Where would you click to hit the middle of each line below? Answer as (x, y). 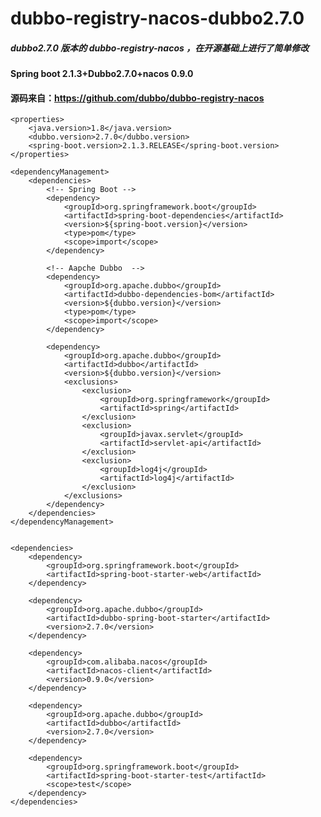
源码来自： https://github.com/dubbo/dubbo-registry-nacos (137, 98)
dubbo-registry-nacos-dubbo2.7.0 (157, 18)
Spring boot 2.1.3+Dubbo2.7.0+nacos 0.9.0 (102, 74)
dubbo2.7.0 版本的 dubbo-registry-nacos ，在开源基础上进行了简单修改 (160, 48)
